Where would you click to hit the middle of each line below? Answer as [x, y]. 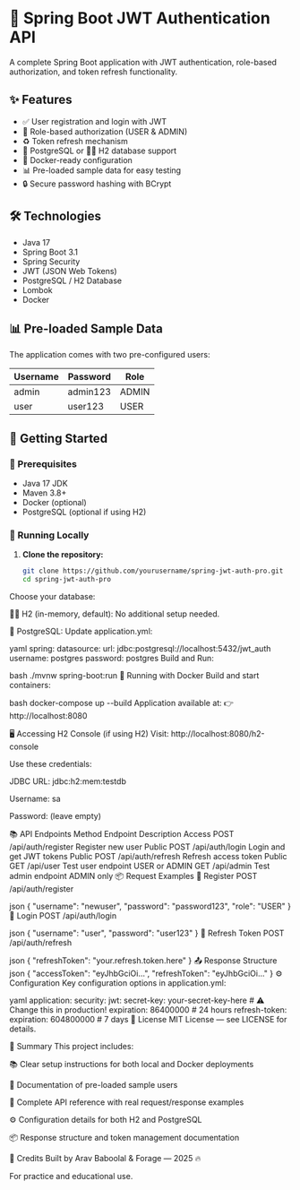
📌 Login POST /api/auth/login [63, 916]
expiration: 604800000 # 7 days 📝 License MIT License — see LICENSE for [148, 1020]
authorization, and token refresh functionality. [93, 72]
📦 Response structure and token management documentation [124, 1138]
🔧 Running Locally [49, 535]
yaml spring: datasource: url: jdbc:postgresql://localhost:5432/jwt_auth [140, 649]
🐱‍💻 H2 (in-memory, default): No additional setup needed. [115, 614]
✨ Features [41, 100]
